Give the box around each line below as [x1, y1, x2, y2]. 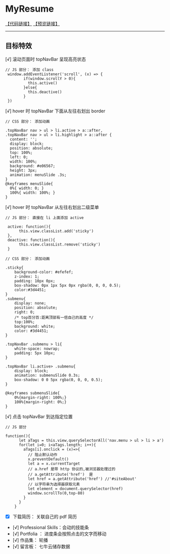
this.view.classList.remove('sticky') [18, 242, 101, 247]
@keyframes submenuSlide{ [5, 390, 60, 395]
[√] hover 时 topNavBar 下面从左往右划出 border [5, 108, 105, 114]
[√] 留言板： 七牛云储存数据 [12, 543, 70, 549]
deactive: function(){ [7, 237, 56, 242]
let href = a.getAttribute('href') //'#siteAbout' [27, 476, 137, 481]
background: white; [14, 324, 56, 329]
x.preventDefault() [27, 456, 69, 461]
